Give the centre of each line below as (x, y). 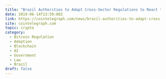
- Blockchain (23, 46)
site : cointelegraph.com (31, 23)
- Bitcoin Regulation (32, 37)
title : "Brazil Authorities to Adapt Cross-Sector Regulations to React (82, 10)
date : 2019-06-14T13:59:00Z (34, 14)
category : (15, 32)
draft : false (19, 69)
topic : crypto (20, 28)
